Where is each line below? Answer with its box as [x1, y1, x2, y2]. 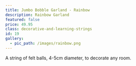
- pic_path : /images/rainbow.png [10, 41, 81, 46]
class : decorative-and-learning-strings [5, 27, 93, 32]
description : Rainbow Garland [5, 12, 70, 17]
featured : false [5, 17, 40, 22]
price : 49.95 [5, 21, 33, 27]
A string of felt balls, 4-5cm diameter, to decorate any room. [5, 55, 131, 61]
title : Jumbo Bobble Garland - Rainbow [5, 7, 90, 13]
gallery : [5, 36, 24, 41]
